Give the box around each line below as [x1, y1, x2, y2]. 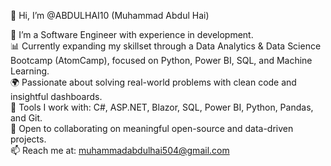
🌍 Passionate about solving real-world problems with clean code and [10, 76, 297, 88]
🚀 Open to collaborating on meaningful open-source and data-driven [10, 123, 294, 134]
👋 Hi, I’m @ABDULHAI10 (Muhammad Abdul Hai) [10, 10, 210, 21]
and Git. [10, 112, 43, 124]
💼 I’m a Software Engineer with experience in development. [10, 29, 254, 40]
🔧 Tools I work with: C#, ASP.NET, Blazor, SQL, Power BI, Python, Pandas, [10, 101, 314, 113]
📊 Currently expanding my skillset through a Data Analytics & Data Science [10, 40, 322, 52]
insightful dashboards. [10, 91, 103, 102]
